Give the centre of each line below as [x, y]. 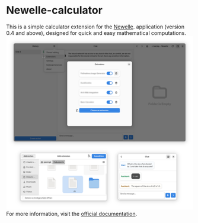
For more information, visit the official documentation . [72, 214]
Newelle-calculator [54, 10]
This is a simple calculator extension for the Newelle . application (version [95, 27]
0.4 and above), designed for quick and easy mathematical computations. [96, 33]
